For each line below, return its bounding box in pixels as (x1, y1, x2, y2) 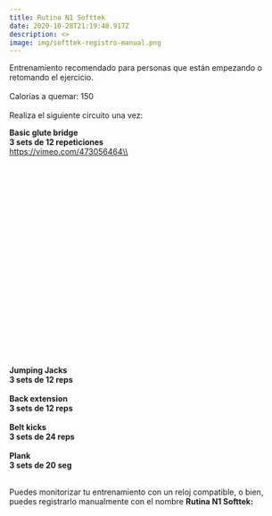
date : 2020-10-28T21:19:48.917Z (9, 21, 129, 30)
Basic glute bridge (9, 127, 78, 139)
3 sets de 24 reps (9, 431, 75, 443)
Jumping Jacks (9, 365, 68, 376)
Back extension (9, 393, 69, 404)
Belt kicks (9, 422, 47, 433)
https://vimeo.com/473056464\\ (9, 147, 128, 157)
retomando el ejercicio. (9, 72, 94, 83)
